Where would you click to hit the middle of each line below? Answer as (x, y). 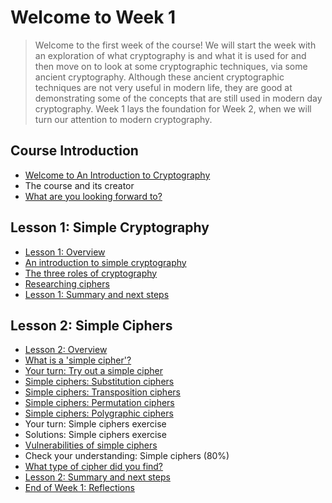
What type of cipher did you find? (94, 467)
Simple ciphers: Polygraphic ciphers (99, 413)
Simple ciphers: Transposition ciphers (102, 392)
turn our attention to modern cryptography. (123, 119)
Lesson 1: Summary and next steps (97, 294)
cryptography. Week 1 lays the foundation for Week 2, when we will (173, 108)
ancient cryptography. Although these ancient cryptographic (159, 77)
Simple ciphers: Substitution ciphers (99, 382)
